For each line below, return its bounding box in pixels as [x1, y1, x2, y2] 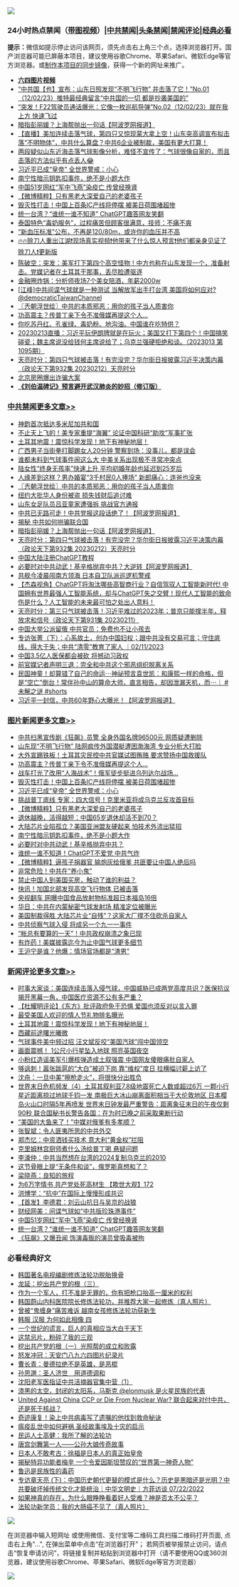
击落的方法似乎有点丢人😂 [17, 156, 95, 165]
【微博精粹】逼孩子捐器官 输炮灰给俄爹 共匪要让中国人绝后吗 [17, 857, 196, 866]
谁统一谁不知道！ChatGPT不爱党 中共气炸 [17, 849, 140, 857]
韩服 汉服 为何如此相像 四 [17, 1315, 92, 1324]
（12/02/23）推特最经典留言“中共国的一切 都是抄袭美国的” [17, 93, 188, 103]
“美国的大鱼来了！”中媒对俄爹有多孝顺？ [17, 1118, 137, 1126]
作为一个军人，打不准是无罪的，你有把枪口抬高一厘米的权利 [17, 1288, 193, 1297]
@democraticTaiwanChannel [17, 293, 102, 302]
